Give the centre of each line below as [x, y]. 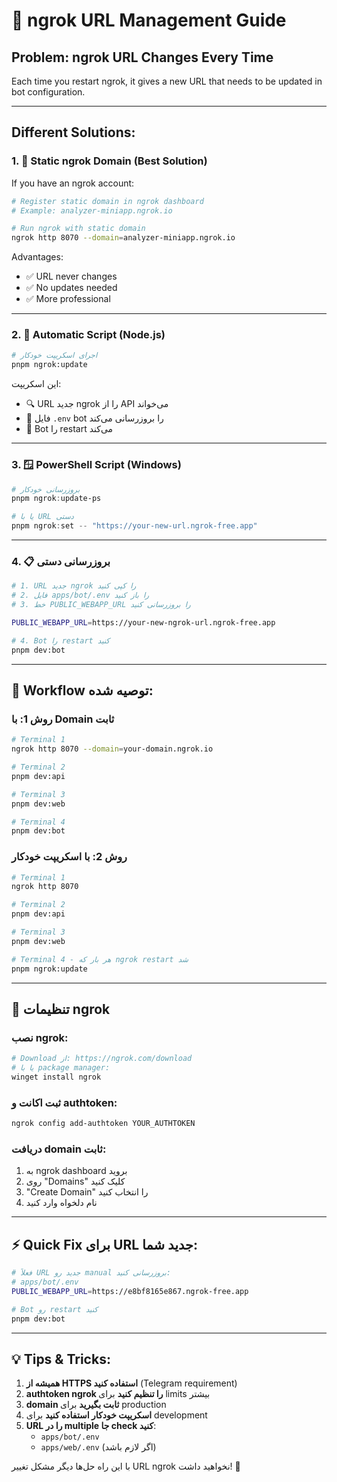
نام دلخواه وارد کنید [61, 1203]
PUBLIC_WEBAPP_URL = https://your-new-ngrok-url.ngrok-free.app [143, 622]
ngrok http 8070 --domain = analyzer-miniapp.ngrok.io [123, 238]
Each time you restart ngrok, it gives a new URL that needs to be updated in [167, 81]
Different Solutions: [73, 132]
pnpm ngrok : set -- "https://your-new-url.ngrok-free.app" [134, 526]
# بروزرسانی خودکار [46, 489]
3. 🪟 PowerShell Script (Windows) [96, 465]
